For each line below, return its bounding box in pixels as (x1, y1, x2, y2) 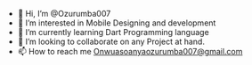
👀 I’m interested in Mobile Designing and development (17, 18, 216, 28)
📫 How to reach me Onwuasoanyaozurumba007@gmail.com (17, 47, 243, 56)
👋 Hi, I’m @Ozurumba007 (17, 9, 111, 18)
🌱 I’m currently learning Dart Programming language (17, 27, 209, 37)
